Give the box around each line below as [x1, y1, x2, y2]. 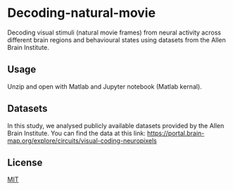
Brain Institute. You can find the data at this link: [7, 129, 146, 137]
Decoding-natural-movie [7, 5, 156, 21]
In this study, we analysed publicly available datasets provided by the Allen [7, 121, 225, 129]
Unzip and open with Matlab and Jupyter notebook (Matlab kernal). [7, 82, 202, 91]
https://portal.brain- [146, 129, 205, 137]
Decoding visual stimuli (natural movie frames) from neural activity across [7, 28, 222, 37]
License [7, 156, 43, 168]
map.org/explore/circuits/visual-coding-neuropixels [7, 136, 157, 145]
